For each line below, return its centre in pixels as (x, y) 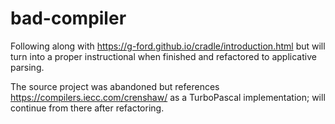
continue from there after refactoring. (87, 108)
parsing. (27, 67)
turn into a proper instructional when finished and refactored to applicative (163, 56)
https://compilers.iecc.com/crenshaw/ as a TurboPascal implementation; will (168, 97)
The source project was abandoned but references (115, 86)
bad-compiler (68, 18)
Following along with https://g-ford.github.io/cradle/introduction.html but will (168, 46)
